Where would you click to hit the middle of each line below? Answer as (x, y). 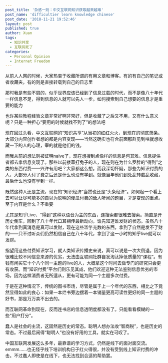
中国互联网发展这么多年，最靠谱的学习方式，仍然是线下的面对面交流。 (77, 343)
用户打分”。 (24, 315)
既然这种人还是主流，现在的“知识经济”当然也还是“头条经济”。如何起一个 (79, 192)
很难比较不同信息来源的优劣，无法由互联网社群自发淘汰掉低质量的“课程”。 (82, 257)
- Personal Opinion (30, 56)
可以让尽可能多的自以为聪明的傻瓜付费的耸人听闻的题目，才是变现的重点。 (86, 198)
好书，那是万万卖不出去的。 (34, 299)
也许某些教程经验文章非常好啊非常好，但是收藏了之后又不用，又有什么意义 (82, 116)
